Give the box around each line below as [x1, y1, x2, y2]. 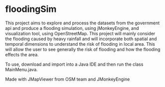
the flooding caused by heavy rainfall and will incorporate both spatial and [5, 36, 157, 42]
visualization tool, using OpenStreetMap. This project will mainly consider [5, 30, 156, 36]
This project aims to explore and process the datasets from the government [5, 20, 160, 26]
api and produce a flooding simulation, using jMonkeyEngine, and [5, 25, 139, 31]
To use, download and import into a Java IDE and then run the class [5, 61, 144, 67]
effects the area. [5, 51, 39, 58]
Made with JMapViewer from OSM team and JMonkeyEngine [5, 76, 130, 82]
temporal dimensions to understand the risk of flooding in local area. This [5, 41, 155, 47]
